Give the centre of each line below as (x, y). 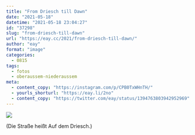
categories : (20, 55)
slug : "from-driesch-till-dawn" (45, 33)
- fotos (21, 71)
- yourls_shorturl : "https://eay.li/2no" (63, 93)
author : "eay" (23, 44)
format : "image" (26, 50)
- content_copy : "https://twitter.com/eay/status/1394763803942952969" (101, 98)
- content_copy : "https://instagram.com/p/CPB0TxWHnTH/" (82, 88)
